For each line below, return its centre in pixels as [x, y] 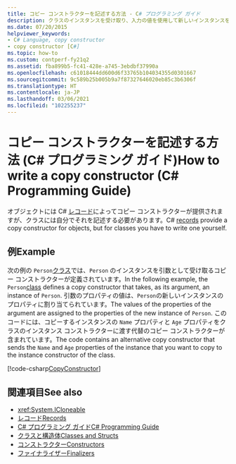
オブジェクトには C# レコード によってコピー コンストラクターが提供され [112, 211]
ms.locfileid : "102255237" [47, 106]
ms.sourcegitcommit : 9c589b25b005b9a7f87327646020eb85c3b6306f [102, 79]
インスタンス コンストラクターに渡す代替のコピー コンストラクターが [125, 330]
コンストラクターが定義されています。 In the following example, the [112, 279]
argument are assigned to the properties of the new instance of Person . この [117, 313]
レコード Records [42, 418]
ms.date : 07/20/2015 [38, 27]
